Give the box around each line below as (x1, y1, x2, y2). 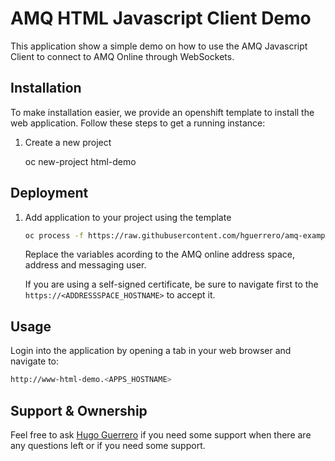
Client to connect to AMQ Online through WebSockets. (10, 50, 235, 62)
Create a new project (24, 136, 112, 148)
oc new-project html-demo (24, 155, 137, 167)
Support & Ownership (10, 402, 148, 419)
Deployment (10, 185, 89, 202)
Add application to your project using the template (24, 211, 232, 223)
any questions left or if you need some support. (10, 439, 206, 451)
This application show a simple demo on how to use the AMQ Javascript (10, 40, 308, 52)
